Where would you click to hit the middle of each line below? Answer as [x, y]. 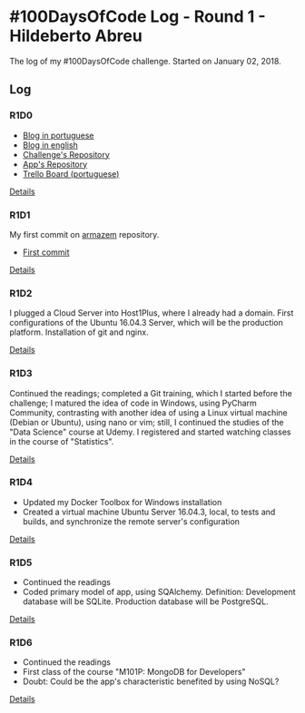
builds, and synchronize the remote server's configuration [131, 521]
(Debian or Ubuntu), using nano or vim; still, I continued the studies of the [147, 422]
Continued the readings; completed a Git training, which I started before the [151, 393]
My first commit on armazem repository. [84, 234]
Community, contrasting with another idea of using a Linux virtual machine [148, 412]
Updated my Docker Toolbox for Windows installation [122, 502]
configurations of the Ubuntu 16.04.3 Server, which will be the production [147, 323]
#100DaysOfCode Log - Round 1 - [138, 17]
